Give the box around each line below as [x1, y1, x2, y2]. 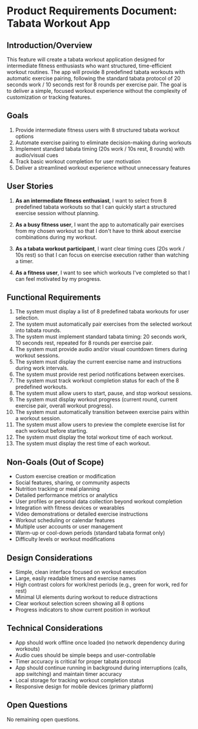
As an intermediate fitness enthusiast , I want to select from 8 [15, 197, 167, 204]
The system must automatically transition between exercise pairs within [15, 409, 189, 416]
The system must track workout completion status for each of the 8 [15, 377, 179, 384]
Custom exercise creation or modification [15, 473, 116, 480]
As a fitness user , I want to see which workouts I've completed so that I [15, 269, 190, 276]
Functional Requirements [6, 293, 101, 303]
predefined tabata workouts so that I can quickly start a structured [15, 203, 177, 210]
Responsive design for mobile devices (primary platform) [15, 683, 154, 690]
